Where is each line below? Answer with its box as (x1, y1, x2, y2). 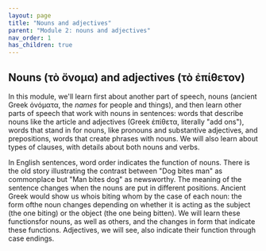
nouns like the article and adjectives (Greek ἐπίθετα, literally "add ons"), (8, 117, 245, 126)
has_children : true (8, 41, 73, 49)
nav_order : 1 (8, 33, 52, 42)
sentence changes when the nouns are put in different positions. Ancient (8, 183, 246, 192)
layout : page (8, 11, 52, 20)
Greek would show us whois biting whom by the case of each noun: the (8, 191, 242, 201)
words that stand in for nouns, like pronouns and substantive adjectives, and (8, 125, 258, 135)
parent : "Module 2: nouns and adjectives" (8, 26, 151, 34)
